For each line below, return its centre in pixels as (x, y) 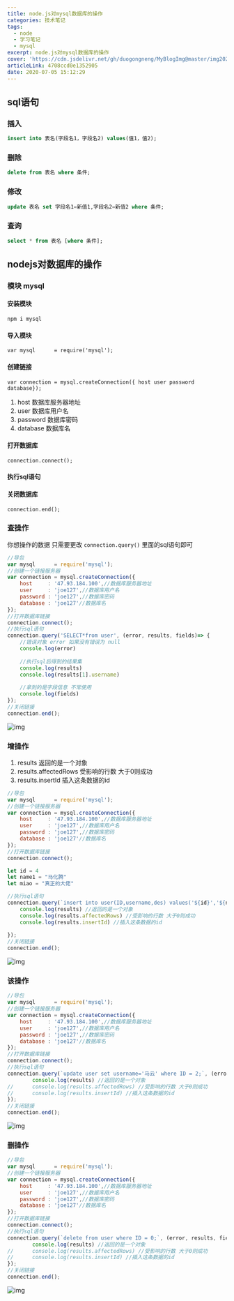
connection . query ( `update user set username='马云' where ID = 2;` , (108, 1074)
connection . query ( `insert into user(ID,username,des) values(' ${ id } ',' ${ (117, 903)
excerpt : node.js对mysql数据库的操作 (58, 53)
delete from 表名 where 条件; (49, 173)
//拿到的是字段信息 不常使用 (56, 688)
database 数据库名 (44, 428)
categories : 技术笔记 (37, 20)
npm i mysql (24, 319)
